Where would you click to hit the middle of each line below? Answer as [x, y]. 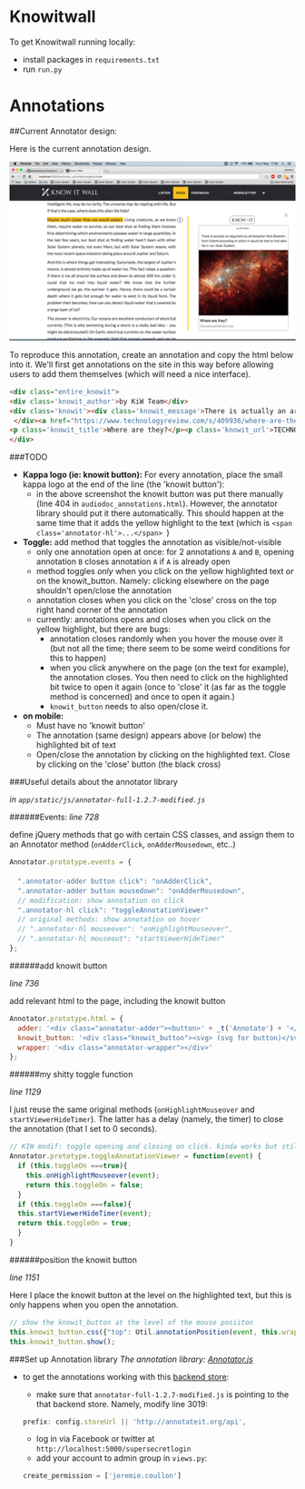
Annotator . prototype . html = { [67, 1018]
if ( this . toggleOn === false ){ [74, 1204]
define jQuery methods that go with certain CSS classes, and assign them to [152, 835]
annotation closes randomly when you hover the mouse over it [166, 639]
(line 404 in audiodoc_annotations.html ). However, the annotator [157, 504]
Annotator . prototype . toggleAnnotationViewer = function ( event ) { [135, 1156]
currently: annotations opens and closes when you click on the [153, 620]
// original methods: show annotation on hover [109, 919]
